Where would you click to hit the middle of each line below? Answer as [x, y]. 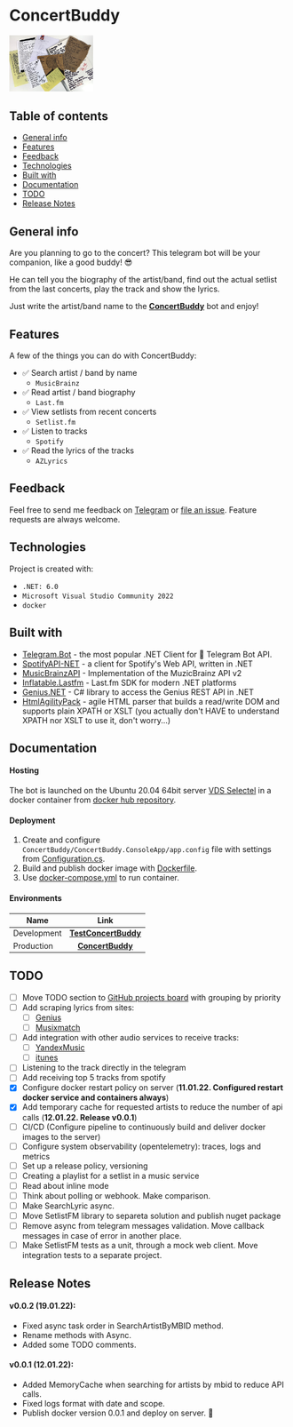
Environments [36, 897]
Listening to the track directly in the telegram [104, 1068]
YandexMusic [60, 1048]
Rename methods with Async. [76, 1335]
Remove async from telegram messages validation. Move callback [143, 1226]
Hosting [24, 770]
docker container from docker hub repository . [93, 800]
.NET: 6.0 [40, 586]
